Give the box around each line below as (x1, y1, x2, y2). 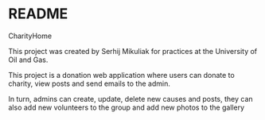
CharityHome (8, 31, 53, 41)
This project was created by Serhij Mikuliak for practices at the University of (8, 46, 258, 56)
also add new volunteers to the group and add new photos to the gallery (8, 103, 245, 112)
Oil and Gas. (8, 55, 49, 64)
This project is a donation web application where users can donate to (8, 70, 235, 79)
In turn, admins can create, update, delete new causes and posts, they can (8, 94, 253, 103)
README (8, 5, 68, 23)
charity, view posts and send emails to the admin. (8, 79, 171, 88)
